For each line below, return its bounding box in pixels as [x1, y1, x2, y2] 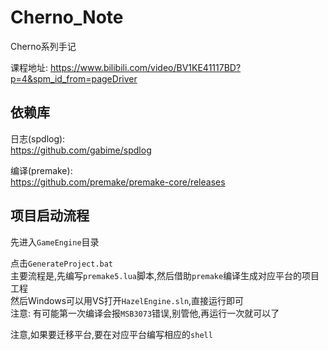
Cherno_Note [10, 6, 124, 29]
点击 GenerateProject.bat [10, 257, 114, 269]
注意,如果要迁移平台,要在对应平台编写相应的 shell [10, 328, 213, 340]
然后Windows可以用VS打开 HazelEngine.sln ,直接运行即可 [10, 294, 245, 306]
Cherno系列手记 [10, 40, 77, 52]
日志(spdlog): [10, 132, 66, 145]
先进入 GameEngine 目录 [10, 236, 100, 248]
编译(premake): [10, 164, 73, 176]
